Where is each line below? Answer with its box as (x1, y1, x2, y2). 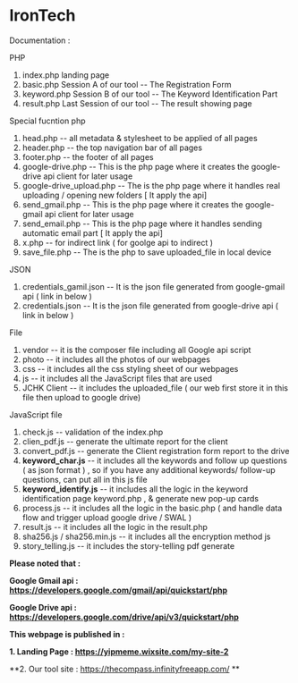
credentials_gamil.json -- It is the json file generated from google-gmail (21, 281, 285, 291)
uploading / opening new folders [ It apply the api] (21, 190, 208, 200)
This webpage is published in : (9, 628, 125, 639)
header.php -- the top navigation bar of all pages (21, 142, 203, 153)
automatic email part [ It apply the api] (21, 227, 164, 238)
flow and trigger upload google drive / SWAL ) (21, 511, 192, 523)
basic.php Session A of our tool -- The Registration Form (21, 79, 232, 89)
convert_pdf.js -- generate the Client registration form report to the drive (21, 445, 290, 456)
